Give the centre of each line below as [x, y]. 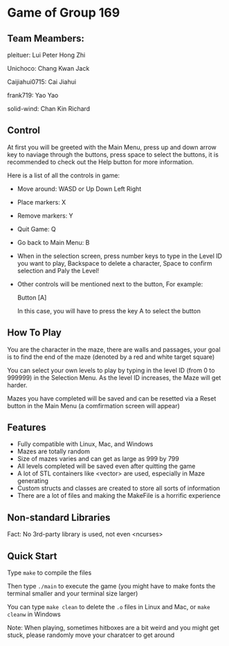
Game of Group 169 [64, 13]
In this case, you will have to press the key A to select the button [109, 311]
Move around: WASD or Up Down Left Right [79, 189]
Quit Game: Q [37, 229]
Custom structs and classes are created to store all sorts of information [118, 488]
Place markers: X [42, 202]
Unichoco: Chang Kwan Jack [48, 68]
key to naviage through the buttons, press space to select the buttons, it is [113, 155]
